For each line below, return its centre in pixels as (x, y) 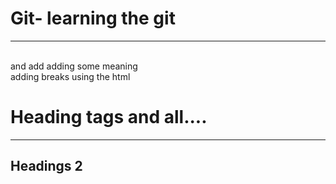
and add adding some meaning (74, 66)
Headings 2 (46, 166)
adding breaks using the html (70, 76)
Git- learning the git (93, 18)
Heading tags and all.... (109, 117)
